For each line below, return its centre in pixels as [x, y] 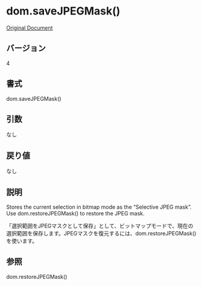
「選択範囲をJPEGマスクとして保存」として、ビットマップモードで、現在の [100, 226]
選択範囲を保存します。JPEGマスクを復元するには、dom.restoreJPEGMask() [101, 233]
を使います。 [22, 241]
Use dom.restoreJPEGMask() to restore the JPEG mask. [75, 213]
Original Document [30, 28]
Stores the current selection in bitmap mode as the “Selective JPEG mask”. [99, 207]
